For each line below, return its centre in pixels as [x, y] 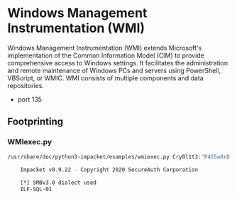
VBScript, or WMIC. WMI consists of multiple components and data [105, 78]
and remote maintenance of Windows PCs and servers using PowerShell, [114, 70]
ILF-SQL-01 [36, 190]
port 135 [30, 99]
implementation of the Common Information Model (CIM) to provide [106, 55]
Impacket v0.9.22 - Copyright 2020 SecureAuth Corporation [109, 170]
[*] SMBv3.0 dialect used [59, 183]
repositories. [26, 85]
